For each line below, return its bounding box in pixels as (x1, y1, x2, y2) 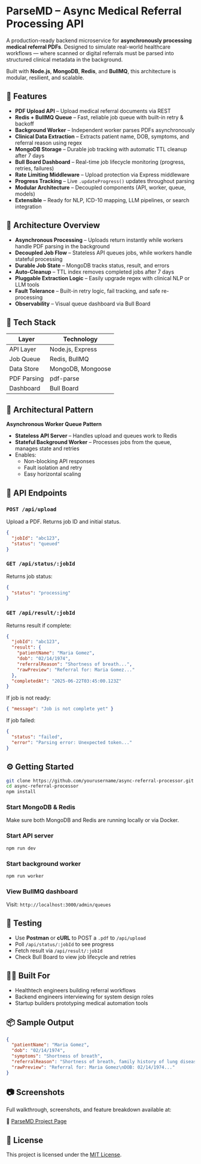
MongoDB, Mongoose (50, 365, 112, 373)
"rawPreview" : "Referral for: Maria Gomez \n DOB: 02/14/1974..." (11, 1064, 175, 1070)
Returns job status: (6, 572, 53, 580)
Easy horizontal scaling (23, 470, 81, 478)
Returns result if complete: (6, 622, 72, 629)
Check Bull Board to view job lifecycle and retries (14, 953, 136, 961)
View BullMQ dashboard (6, 887, 78, 895)
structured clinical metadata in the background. (6, 56, 123, 63)
